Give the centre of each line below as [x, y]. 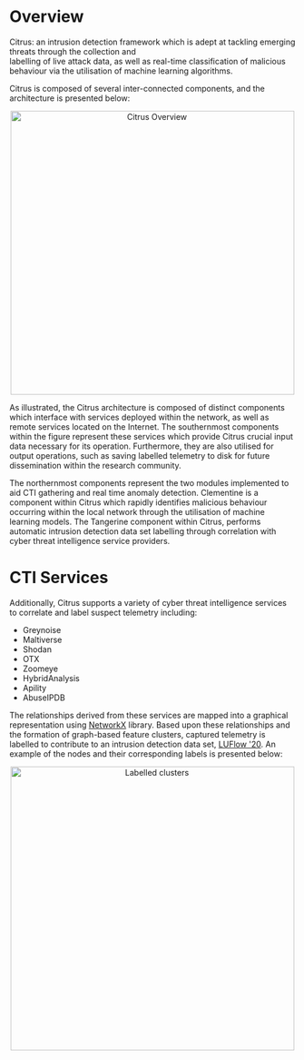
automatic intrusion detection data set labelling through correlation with [143, 531]
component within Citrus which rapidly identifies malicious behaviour [138, 502]
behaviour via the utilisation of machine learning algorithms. [121, 71]
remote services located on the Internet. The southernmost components [144, 426]
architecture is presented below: [70, 98]
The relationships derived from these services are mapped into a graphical [149, 715]
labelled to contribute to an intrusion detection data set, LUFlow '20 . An [143, 744]
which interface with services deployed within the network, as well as [139, 417]
